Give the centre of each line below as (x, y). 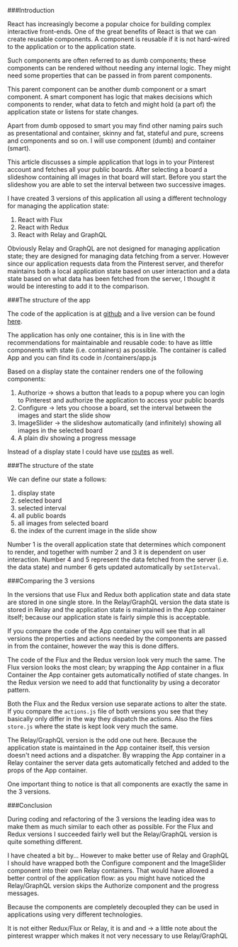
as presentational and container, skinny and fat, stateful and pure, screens (116, 133)
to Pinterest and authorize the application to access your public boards (121, 400)
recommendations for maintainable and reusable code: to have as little (110, 343)
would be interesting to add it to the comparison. (78, 286)
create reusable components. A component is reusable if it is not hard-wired (119, 39)
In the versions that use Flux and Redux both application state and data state (119, 595)
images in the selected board (60, 430)
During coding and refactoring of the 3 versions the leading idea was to (112, 819)
